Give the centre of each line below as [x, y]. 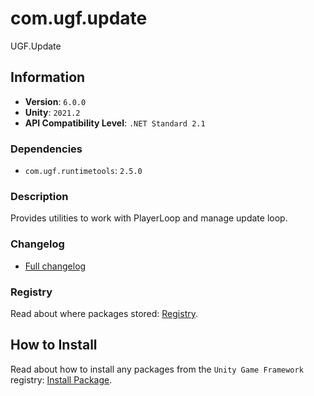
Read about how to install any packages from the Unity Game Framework [157, 369]
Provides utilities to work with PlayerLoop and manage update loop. [149, 218]
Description [39, 196]
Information [48, 77]
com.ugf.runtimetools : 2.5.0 [83, 171]
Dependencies [46, 149]
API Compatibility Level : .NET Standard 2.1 [115, 123]
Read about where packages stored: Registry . [104, 313]
